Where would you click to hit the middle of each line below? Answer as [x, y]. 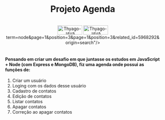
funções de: [18, 70]
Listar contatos [27, 102]
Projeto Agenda [83, 9]
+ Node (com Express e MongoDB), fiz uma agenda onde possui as [75, 64]
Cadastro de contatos [34, 91]
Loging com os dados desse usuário [49, 86]
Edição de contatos [32, 96]
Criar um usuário [29, 80]
